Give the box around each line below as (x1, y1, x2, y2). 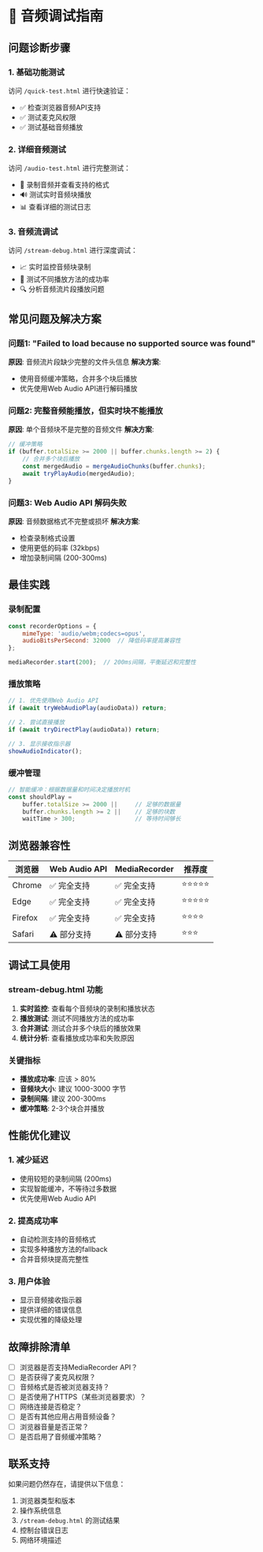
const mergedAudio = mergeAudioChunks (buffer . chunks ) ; (22, 462, 206, 471)
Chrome (12, 880, 42, 891)
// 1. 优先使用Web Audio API (8, 697, 99, 705)
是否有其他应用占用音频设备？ (19, 1412, 117, 1421)
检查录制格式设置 (19, 533, 76, 543)
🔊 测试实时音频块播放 (19, 190, 92, 199)
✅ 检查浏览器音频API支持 (19, 102, 101, 112)
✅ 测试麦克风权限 (19, 112, 76, 122)
